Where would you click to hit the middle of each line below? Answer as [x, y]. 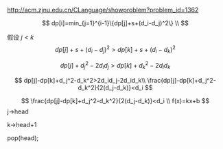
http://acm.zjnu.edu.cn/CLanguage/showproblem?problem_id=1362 [103, 10]
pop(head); [23, 138]
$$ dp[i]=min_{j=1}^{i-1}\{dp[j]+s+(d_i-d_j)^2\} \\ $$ [115, 23]
